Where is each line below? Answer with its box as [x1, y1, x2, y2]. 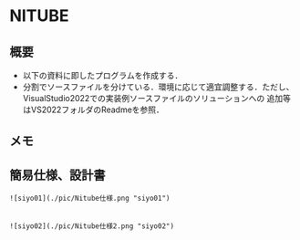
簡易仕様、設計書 [9, 167, 106, 183]
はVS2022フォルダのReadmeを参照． [22, 104, 164, 115]
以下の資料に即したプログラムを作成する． [22, 70, 183, 80]
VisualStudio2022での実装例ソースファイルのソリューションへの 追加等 [22, 93, 292, 103]
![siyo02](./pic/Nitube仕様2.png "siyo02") [9, 222, 175, 231]
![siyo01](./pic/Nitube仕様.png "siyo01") [9, 193, 171, 203]
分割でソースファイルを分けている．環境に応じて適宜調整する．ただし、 [22, 81, 295, 92]
